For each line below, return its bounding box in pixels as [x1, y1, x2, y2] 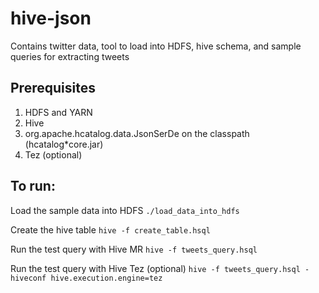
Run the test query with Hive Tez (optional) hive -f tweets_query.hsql [10, 262, 301, 274]
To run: [10, 178, 56, 195]
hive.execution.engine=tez [50, 273, 163, 283]
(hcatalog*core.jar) [24, 138, 104, 150]
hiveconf [10, 273, 47, 283]
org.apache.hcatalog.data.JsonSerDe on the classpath [24, 127, 250, 139]
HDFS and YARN [24, 106, 93, 118]
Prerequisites [10, 80, 96, 97]
